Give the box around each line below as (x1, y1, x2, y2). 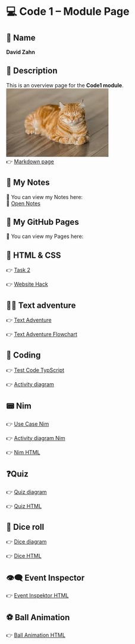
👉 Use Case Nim (6, 420, 49, 428)
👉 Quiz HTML (6, 502, 42, 509)
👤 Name (6, 32, 36, 42)
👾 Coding (6, 350, 41, 361)
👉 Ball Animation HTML (6, 631, 65, 639)
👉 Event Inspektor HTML (6, 592, 69, 599)
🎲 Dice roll (6, 521, 45, 532)
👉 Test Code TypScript (6, 366, 64, 374)
